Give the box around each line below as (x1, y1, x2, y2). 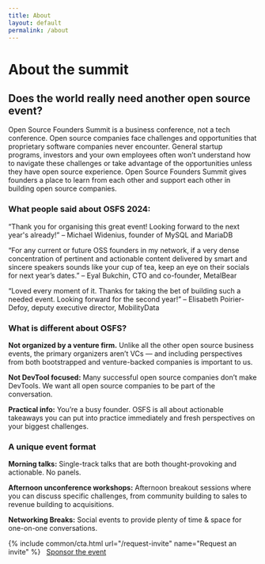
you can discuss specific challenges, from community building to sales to (8, 491, 248, 501)
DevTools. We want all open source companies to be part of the (8, 380, 216, 390)
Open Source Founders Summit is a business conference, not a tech (8, 125, 231, 134)
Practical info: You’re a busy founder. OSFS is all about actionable (8, 404, 224, 414)
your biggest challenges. (8, 421, 89, 431)
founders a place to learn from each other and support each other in (8, 176, 231, 185)
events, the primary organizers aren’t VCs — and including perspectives (8, 349, 243, 358)
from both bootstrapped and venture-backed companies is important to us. (8, 357, 253, 366)
